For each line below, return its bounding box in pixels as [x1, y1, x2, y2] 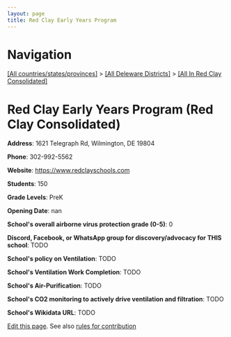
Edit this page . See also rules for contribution [7, 322, 137, 331]
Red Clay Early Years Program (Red [7, 102, 214, 117]
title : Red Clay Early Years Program [7, 17, 117, 24]
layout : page [7, 10, 45, 17]
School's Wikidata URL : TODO [7, 308, 96, 317]
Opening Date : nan [7, 207, 63, 215]
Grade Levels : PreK [7, 193, 64, 202]
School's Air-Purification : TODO [7, 281, 102, 290]
